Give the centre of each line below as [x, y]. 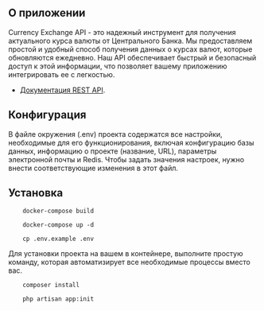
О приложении [47, 13]
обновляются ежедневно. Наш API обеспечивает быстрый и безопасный [132, 57]
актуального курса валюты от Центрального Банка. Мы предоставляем [130, 41]
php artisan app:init [58, 299]
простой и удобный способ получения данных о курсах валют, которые [130, 49]
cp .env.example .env [58, 239]
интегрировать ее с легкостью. [62, 74]
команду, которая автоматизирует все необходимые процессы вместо [129, 262]
